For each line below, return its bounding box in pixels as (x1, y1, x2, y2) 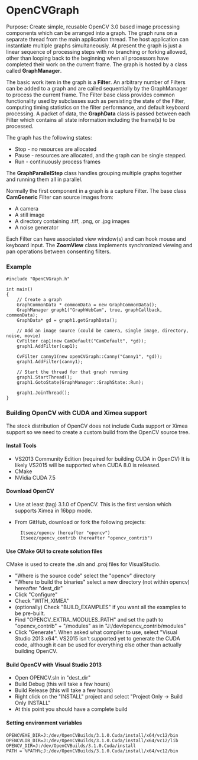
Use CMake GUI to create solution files (6, 548, 103, 555)
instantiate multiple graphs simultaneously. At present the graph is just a (6, 42, 182, 49)
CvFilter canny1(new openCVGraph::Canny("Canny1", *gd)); (17, 354, 163, 360)
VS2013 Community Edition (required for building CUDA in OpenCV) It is (14, 455, 190, 462)
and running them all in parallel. (6, 176, 83, 183)
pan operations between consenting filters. (6, 248, 111, 255)
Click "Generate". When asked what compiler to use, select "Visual (14, 629, 177, 636)
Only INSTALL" (14, 699, 51, 707)
